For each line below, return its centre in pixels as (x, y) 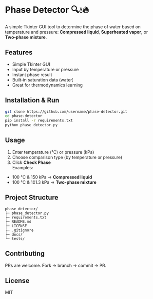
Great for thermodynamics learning (47, 85)
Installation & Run (32, 100)
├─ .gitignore (19, 230)
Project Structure (32, 198)
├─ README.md (18, 221)
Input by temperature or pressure (45, 69)
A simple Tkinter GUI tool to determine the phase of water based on (73, 27)
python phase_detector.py (31, 125)
